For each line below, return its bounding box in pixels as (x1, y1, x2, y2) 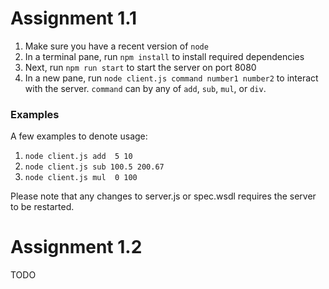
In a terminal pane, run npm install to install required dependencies (24, 50, 305, 62)
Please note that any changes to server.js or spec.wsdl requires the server (10, 190, 317, 202)
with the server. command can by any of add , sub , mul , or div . (24, 82, 267, 94)
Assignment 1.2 (10, 236, 143, 259)
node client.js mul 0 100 (24, 173, 138, 183)
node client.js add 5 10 (24, 152, 133, 162)
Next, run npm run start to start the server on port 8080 (24, 61, 257, 73)
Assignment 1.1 (10, 7, 138, 30)
